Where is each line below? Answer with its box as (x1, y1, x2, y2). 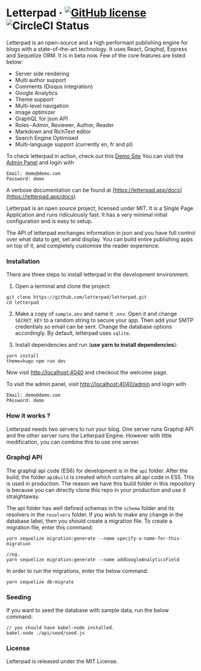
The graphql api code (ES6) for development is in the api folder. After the (6, 466, 188, 474)
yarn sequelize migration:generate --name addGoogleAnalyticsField (6, 557, 180, 563)
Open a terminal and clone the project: (14, 283, 111, 290)
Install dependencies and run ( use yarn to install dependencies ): (14, 341, 178, 349)
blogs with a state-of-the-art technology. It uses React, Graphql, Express (6, 45, 187, 53)
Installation (6, 257, 40, 266)
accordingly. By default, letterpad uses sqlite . (14, 330, 131, 337)
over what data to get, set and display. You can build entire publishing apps (6, 235, 193, 243)
